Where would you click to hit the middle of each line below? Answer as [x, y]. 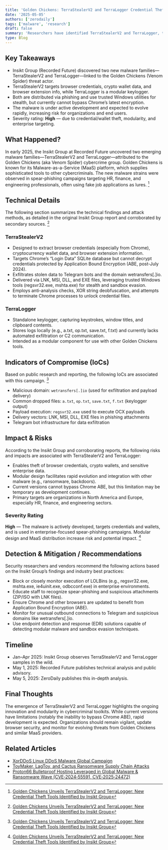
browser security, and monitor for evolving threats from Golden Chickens [80, 727]
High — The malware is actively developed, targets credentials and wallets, [83, 526]
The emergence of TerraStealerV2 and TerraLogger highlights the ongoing [82, 706]
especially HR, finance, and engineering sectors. [62, 502]
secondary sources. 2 [27, 223]
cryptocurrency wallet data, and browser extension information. [78, 253]
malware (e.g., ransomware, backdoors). [54, 481]
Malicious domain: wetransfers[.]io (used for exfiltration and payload [85, 390]
